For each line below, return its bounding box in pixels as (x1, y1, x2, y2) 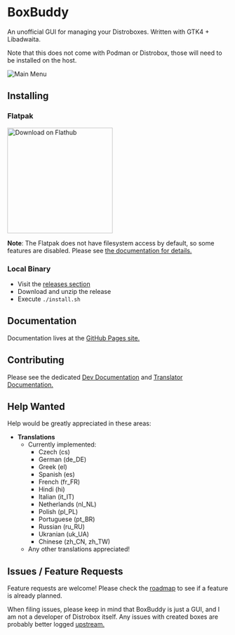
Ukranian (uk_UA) (38, 530, 90, 539)
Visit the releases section (17, 279, 90, 288)
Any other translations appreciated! (27, 545, 130, 553)
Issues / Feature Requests (7, 565, 123, 577)
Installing (7, 90, 49, 102)
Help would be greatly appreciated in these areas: (7, 419, 152, 428)
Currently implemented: (27, 440, 97, 449)
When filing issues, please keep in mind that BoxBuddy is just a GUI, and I (7, 605, 220, 614)
